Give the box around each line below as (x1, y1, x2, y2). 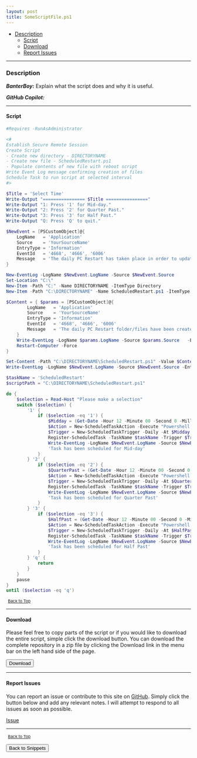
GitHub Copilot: (6, 93, 45, 100)
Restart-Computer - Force (16, 343, 77, 348)
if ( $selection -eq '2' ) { (37, 462, 104, 468)
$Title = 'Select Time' (6, 190, 64, 197)
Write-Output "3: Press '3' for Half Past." (6, 213, 117, 219)
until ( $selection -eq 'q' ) (6, 588, 75, 593)
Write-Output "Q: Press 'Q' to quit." (6, 218, 101, 224)
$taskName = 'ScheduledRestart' (6, 375, 85, 381)
